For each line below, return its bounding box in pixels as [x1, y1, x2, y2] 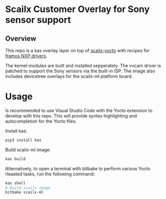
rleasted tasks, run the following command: [5, 171, 95, 177]
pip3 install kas [5, 137, 42, 143]
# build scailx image [5, 185, 51, 190]
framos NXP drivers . [5, 53, 48, 59]
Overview [5, 34, 37, 43]
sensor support [5, 14, 71, 26]
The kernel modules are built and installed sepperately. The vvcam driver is [5, 63, 161, 68]
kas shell [5, 180, 26, 185]
